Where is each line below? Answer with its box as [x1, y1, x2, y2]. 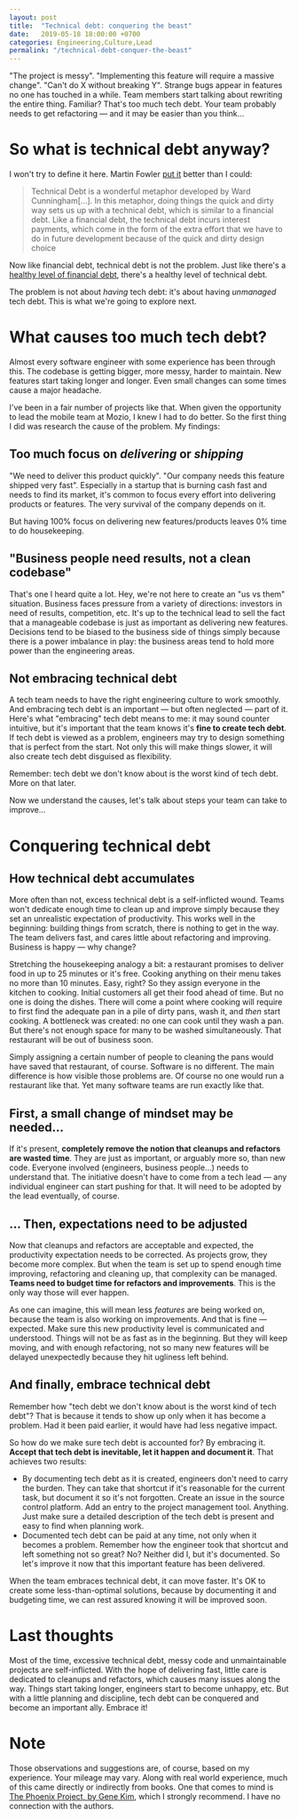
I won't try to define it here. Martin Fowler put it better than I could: [9, 169, 253, 180]
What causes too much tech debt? [9, 327, 268, 348]
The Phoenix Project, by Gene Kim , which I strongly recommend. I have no [9, 1790, 281, 1801]
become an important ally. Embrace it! [9, 1702, 148, 1712]
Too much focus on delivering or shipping [9, 446, 244, 462]
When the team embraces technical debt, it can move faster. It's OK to [9, 1575, 266, 1586]
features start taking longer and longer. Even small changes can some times [9, 375, 286, 386]
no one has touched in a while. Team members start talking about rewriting [9, 90, 283, 100]
